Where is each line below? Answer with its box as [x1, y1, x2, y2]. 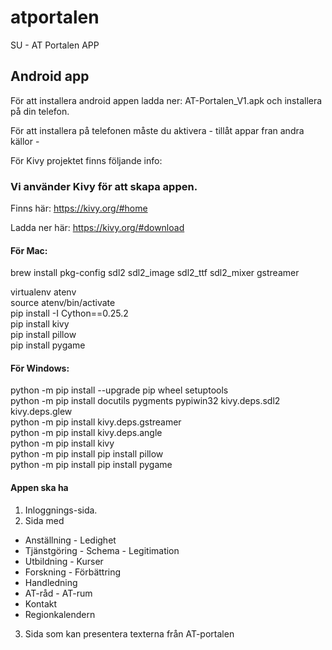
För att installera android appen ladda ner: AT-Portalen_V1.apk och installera [10, 94, 323, 106]
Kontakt [24, 597, 58, 610]
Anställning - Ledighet [24, 534, 117, 546]
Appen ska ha [10, 482, 69, 494]
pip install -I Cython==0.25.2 [10, 307, 129, 320]
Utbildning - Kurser [24, 555, 104, 567]
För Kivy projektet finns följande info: [10, 154, 163, 166]
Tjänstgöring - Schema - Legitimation [24, 544, 180, 556]
